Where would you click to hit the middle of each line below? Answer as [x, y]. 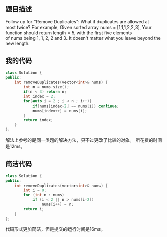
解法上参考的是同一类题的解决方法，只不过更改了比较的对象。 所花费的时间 [84, 140]
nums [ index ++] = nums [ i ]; [60, 111]
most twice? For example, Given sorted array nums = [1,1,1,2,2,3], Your [78, 27]
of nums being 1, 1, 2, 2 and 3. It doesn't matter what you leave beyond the [83, 38]
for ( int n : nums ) [44, 195]
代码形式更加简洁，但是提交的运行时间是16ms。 [55, 229]
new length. [18, 43]
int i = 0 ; [35, 190]
